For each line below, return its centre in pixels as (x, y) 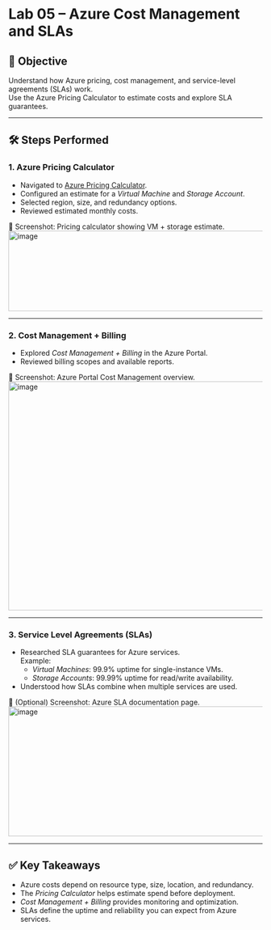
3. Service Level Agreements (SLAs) (81, 634)
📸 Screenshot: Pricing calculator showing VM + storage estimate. (117, 226)
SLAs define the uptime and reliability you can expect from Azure (128, 911)
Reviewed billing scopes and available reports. (97, 361)
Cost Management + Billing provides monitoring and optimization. (129, 902)
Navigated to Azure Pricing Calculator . (83, 185)
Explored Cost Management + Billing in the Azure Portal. (114, 353)
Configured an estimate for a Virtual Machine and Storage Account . (132, 193)
